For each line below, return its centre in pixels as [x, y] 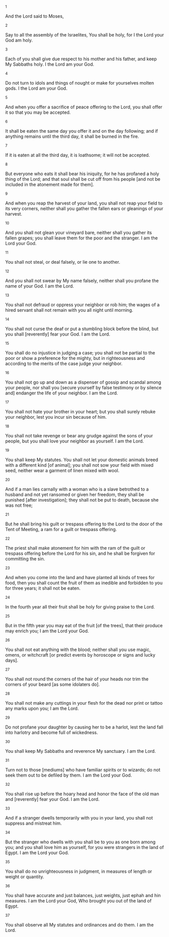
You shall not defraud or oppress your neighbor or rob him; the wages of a [82, 305]
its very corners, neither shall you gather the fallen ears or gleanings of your [84, 209]
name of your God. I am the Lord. [40, 286]
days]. [12, 660]
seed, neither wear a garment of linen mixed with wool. [62, 471]
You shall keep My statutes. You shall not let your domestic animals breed [82, 460]
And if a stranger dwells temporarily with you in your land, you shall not [79, 818]
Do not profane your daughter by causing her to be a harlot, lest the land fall [84, 727]
